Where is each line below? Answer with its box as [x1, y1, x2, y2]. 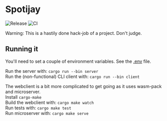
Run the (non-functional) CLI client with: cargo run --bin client [5, 73, 140, 79]
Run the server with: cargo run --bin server [5, 68, 99, 74]
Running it [5, 45, 38, 54]
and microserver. [5, 89, 40, 95]
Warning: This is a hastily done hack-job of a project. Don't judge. [5, 30, 142, 36]
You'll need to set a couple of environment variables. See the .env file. [5, 58, 151, 64]
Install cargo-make [5, 94, 42, 100]
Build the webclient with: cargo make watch [5, 99, 94, 105]
